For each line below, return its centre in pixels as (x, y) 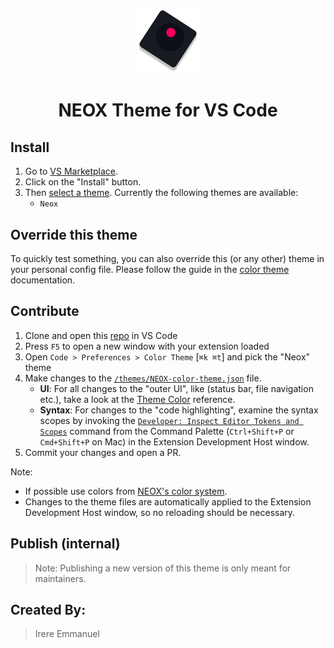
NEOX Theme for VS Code (168, 110)
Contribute (45, 311)
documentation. (43, 280)
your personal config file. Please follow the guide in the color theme (150, 270)
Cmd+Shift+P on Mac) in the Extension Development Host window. (174, 441)
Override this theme (74, 234)
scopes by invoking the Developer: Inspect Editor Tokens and (169, 420)
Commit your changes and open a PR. (103, 452)
